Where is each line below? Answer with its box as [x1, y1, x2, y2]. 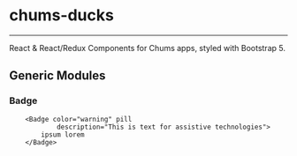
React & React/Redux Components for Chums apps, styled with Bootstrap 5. [9, 42, 286, 53]
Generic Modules [9, 68, 106, 84]
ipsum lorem [41, 130, 86, 139]
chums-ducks [9, 5, 115, 26]
